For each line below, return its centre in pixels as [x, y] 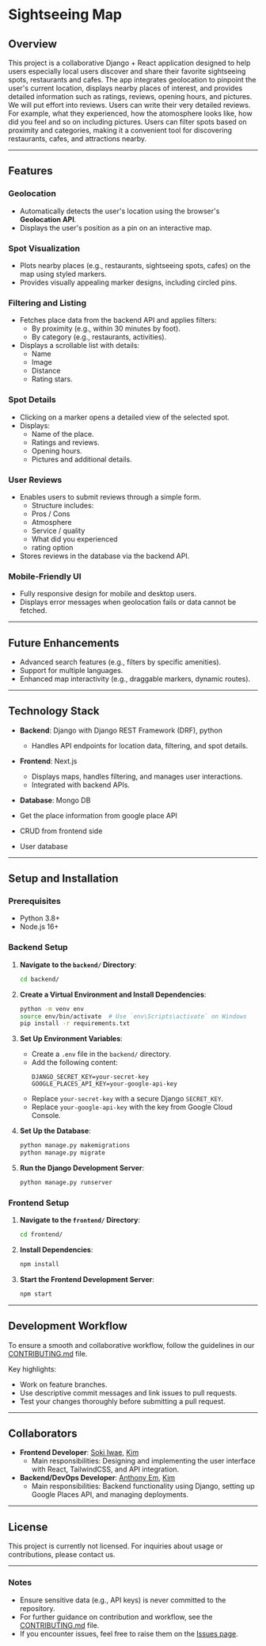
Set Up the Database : [55, 1131]
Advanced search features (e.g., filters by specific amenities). [120, 662]
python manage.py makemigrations [75, 1146]
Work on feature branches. [63, 1384]
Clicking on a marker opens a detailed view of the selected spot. [124, 417]
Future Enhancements [64, 643]
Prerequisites [34, 901]
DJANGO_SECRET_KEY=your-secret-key [90, 1077]
